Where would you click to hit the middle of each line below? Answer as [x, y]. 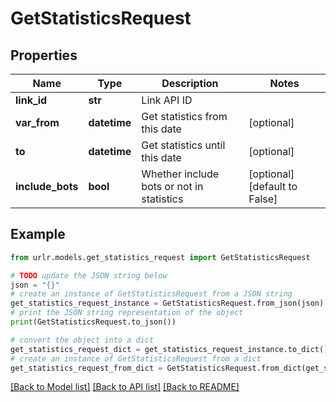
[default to [273, 186]
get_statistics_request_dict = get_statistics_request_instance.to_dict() [169, 349]
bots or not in [172, 186]
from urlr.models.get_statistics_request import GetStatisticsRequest [160, 257]
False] [263, 199]
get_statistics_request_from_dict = [86, 368]
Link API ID [167, 100]
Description [190, 83]
